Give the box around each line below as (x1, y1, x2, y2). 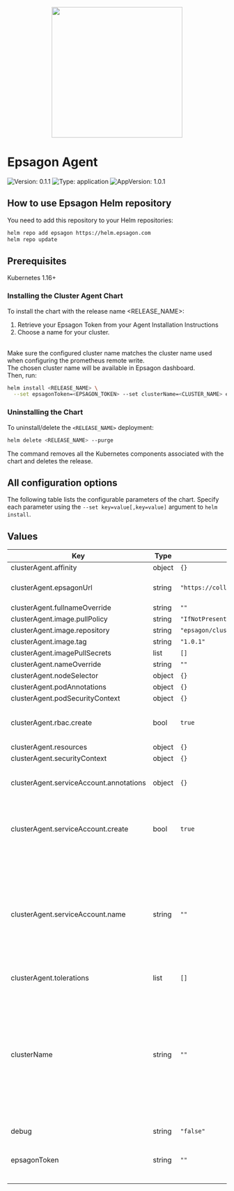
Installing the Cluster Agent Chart (7, 291, 123, 301)
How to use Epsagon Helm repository (7, 197, 172, 209)
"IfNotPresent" (180, 615, 231, 623)
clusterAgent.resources (10, 742, 88, 752)
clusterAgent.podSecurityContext (10, 693, 120, 703)
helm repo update (7, 236, 58, 243)
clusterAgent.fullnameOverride (10, 603, 111, 613)
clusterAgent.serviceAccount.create (10, 824, 129, 834)
